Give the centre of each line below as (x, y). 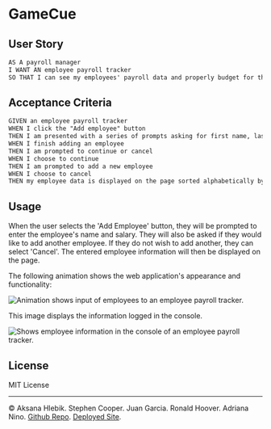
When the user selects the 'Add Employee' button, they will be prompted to (133, 226)
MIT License (29, 385)
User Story (36, 44)
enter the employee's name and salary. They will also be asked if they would (135, 234)
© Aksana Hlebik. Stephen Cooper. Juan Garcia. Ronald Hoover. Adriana (129, 408)
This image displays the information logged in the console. (106, 316)
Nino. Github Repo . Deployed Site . (65, 416)
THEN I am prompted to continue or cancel (81, 151)
